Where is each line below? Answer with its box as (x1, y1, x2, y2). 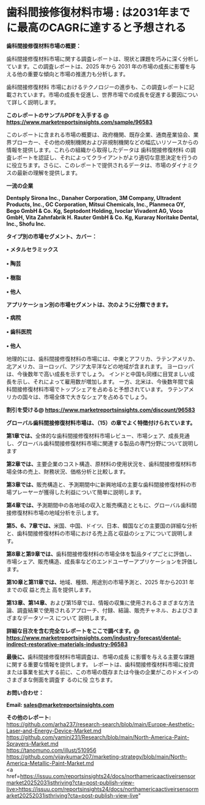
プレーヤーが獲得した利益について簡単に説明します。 (11, 488, 145, 496)
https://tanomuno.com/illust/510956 (6, 746, 96, 754)
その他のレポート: (6, 714, 51, 721)
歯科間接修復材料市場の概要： (6, 42, 81, 49)
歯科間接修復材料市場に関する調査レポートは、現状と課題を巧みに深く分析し (6, 55, 199, 62)
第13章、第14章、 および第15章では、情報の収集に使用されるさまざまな (6, 599, 184, 606)
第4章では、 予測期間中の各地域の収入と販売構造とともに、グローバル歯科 (6, 501, 192, 509)
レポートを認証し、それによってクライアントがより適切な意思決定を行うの (11, 154, 198, 161)
